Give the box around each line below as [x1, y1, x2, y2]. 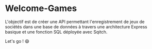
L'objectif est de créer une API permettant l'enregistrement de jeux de [5, 19, 145, 24]
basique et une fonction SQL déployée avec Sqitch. [5, 29, 108, 35]
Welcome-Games [5, 3, 77, 14]
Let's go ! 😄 [5, 38, 30, 44]
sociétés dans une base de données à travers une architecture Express [5, 24, 147, 29]
